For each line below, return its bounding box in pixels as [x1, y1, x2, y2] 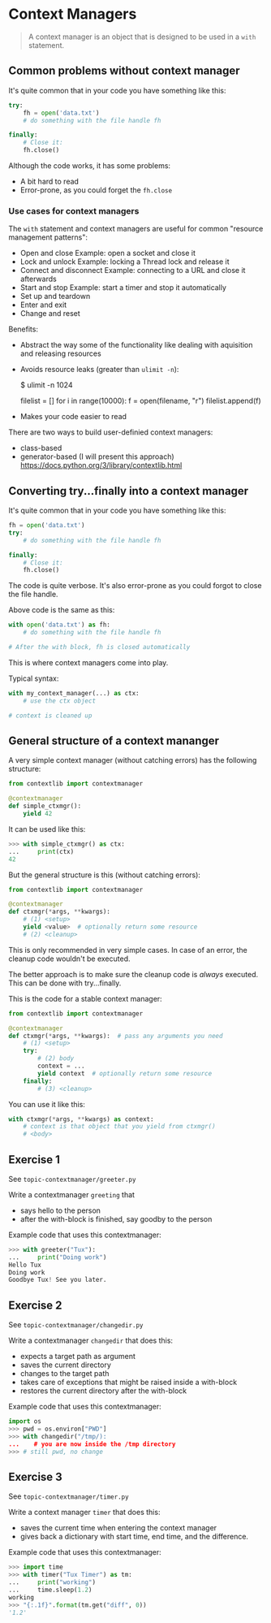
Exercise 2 [8, 1298, 62, 1312]
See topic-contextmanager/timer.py [8, 1491, 129, 1501]
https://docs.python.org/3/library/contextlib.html [19, 461, 183, 470]
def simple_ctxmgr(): [8, 802, 82, 811]
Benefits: [8, 324, 39, 334]
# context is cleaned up [8, 712, 92, 720]
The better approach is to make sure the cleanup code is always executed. [8, 969, 259, 979]
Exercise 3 [8, 1469, 62, 1483]
